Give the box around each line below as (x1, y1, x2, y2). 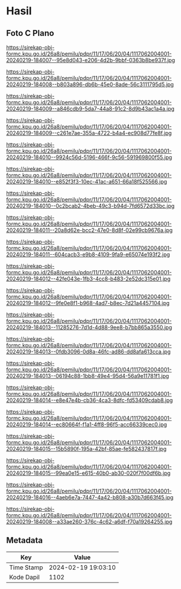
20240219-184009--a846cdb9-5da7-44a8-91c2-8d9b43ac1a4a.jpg (6, 105, 175, 112)
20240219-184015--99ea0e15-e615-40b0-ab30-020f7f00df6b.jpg (6, 469, 171, 477)
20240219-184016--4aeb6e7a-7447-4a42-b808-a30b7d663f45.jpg (6, 494, 174, 501)
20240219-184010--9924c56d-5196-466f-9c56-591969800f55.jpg (6, 154, 172, 161)
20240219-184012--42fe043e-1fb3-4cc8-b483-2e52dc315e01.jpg (6, 275, 171, 282)
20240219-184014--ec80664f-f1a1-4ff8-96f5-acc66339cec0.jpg (6, 421, 167, 428)
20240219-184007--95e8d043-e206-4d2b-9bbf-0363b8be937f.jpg (6, 57, 175, 63)
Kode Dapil (9, 573, 40, 581)
